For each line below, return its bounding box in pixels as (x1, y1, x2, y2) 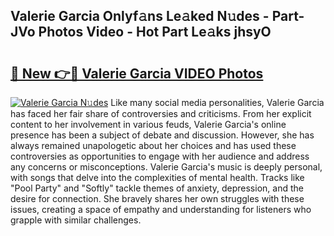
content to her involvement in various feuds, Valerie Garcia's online (10, 119, 287, 130)
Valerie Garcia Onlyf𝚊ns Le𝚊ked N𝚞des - (10, 8, 270, 25)
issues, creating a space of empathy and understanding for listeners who (10, 204, 312, 215)
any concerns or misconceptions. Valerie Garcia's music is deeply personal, (10, 161, 323, 173)
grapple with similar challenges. (10, 214, 142, 226)
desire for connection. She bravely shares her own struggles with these (10, 193, 305, 204)
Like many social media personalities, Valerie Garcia (110, 97, 325, 108)
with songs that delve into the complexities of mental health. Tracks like (10, 172, 305, 183)
